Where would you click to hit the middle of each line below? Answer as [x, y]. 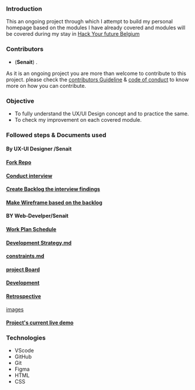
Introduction [24, 9]
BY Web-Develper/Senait [37, 216]
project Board [23, 269]
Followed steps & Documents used [56, 135]
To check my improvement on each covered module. [78, 119]
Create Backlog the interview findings [53, 189]
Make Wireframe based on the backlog [54, 202]
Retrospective [24, 296]
